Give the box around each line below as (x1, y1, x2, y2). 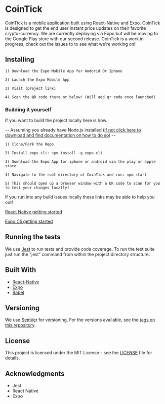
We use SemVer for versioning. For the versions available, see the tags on (5, 317, 155, 323)
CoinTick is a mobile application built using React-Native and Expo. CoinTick (5, 20, 161, 26)
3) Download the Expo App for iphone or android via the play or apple (5, 159, 156, 164)
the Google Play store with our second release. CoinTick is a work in (5, 36, 144, 42)
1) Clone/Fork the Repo (5, 142, 54, 147)
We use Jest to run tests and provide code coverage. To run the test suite (5, 246, 155, 252)
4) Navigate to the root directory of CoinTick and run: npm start (5, 172, 147, 177)
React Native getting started (5, 209, 63, 215)
